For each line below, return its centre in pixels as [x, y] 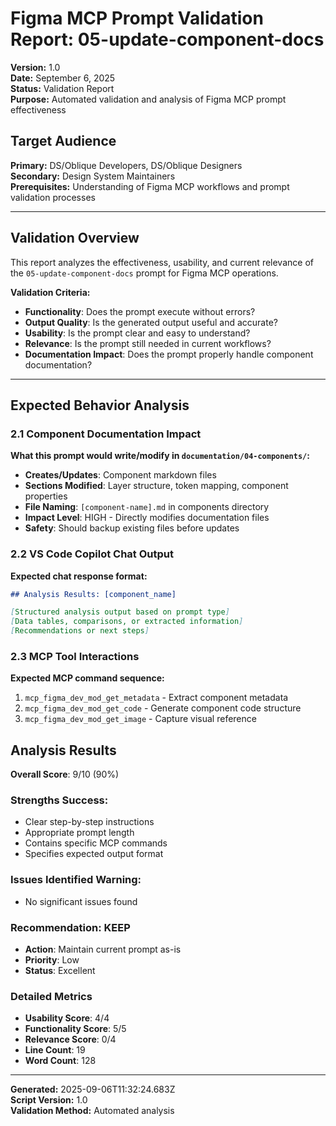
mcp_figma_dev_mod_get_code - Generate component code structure [163, 708]
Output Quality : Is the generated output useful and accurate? [151, 322]
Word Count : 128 [60, 1061]
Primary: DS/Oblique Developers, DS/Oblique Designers [126, 165]
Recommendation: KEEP [70, 927]
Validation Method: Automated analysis [92, 1111]
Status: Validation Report [62, 88]
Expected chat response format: [79, 576]
